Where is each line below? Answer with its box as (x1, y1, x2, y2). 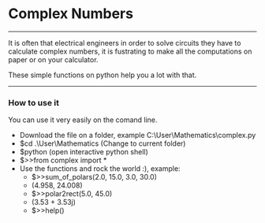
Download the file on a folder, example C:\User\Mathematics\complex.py (19, 131, 256, 140)
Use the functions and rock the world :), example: (19, 164, 181, 173)
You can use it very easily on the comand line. (8, 115, 158, 125)
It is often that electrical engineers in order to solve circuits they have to (8, 38, 241, 47)
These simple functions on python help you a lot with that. (8, 70, 197, 80)
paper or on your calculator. (8, 54, 99, 64)
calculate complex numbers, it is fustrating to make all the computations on (8, 46, 252, 56)
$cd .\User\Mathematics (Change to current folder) (19, 139, 186, 148)
